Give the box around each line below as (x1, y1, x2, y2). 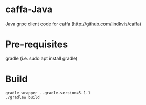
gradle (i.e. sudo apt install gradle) (5, 55, 78, 61)
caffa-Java (5, 4, 53, 15)
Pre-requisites (5, 38, 68, 50)
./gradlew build (5, 95, 40, 100)
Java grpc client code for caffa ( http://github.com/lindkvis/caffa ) (5, 20, 142, 27)
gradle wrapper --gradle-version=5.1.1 (5, 90, 91, 95)
